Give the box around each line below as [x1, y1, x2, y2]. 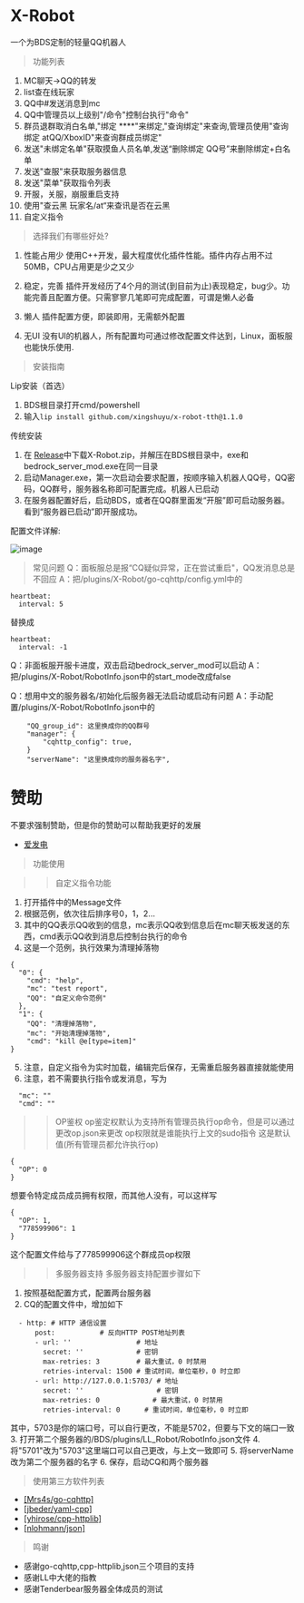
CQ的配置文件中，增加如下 [23, 1298, 123, 1309]
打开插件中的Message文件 [23, 896, 122, 907]
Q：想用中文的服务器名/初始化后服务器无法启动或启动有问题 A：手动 [10, 690, 266, 701]
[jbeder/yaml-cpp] [23, 1503, 93, 1514]
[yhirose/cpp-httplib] [23, 1512, 103, 1524]
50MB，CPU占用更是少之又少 [23, 260, 135, 272]
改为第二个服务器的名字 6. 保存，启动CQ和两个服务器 [10, 1456, 210, 1467]
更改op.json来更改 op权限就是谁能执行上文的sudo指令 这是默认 [54, 1127, 291, 1139]
